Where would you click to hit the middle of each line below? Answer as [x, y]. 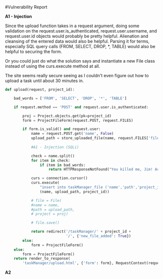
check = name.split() [53, 156]
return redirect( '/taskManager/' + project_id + [81, 232]
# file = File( [46, 200]
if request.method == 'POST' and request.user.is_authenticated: [81, 107]
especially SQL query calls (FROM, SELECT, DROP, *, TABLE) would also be [80, 46]
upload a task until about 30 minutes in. [44, 81]
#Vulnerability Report [26, 7]
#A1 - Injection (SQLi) [55, 147]
